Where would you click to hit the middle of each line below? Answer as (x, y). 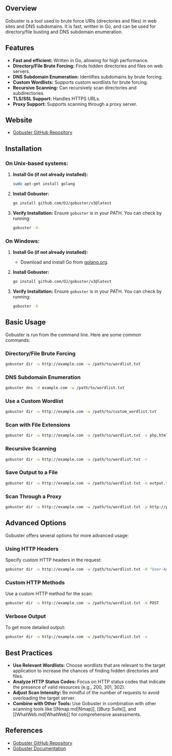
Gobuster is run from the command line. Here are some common (73, 335)
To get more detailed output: (35, 628)
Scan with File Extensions (38, 425)
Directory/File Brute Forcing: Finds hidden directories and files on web (88, 66)
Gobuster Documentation (39, 748)
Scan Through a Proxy (34, 496)
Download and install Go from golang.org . (64, 262)
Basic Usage (26, 322)
